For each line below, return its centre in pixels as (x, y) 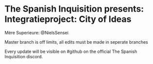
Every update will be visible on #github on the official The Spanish (71, 51)
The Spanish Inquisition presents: (74, 9)
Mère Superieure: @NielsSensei (37, 32)
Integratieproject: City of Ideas (68, 19)
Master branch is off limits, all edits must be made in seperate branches (76, 42)
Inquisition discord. (24, 56)
